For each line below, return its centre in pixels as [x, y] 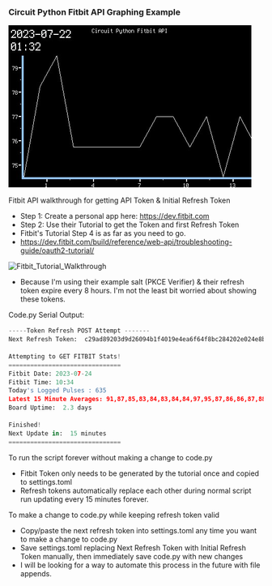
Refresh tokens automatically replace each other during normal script [136, 490]
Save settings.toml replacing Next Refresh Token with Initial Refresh [133, 548]
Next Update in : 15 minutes [57, 433]
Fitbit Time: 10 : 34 [41, 382]
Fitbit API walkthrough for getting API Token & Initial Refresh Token [119, 200]
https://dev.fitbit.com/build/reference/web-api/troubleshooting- [126, 242]
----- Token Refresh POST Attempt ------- [79, 331]
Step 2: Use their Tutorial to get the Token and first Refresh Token [130, 225]
